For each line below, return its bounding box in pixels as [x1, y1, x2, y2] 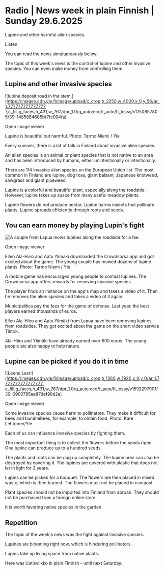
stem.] [60, 93, 74, 99]
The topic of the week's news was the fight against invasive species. [5, 532, 144, 537]
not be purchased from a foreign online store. [5, 495, 97, 501]
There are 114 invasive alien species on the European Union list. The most [5, 167, 154, 172]
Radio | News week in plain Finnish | [5, 5, 155, 16]
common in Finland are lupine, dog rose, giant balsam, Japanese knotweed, [5, 172, 159, 178]
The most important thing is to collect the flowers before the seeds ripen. [5, 440, 153, 446]
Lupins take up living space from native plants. [5, 551, 99, 557]
